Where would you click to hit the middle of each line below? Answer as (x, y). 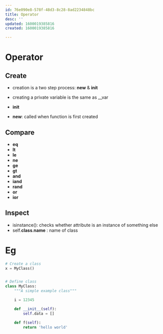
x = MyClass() (20, 268)
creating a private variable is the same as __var (60, 97)
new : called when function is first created (55, 117)
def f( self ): (28, 323)
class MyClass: (21, 286)
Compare (20, 132)
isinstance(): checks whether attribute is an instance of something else (85, 225)
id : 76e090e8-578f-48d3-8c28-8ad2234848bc (50, 10)
